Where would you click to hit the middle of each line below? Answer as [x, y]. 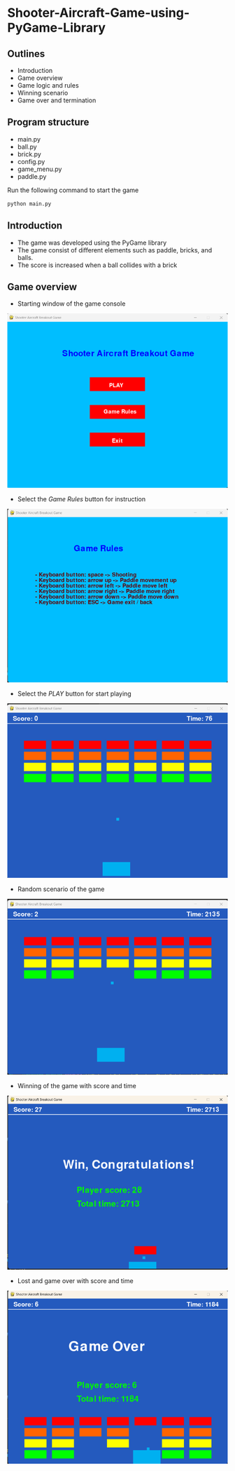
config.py [31, 161]
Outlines [26, 54]
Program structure [48, 122]
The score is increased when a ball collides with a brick [97, 265]
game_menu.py [40, 169]
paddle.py [32, 176]
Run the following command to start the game [73, 190]
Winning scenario [43, 93]
